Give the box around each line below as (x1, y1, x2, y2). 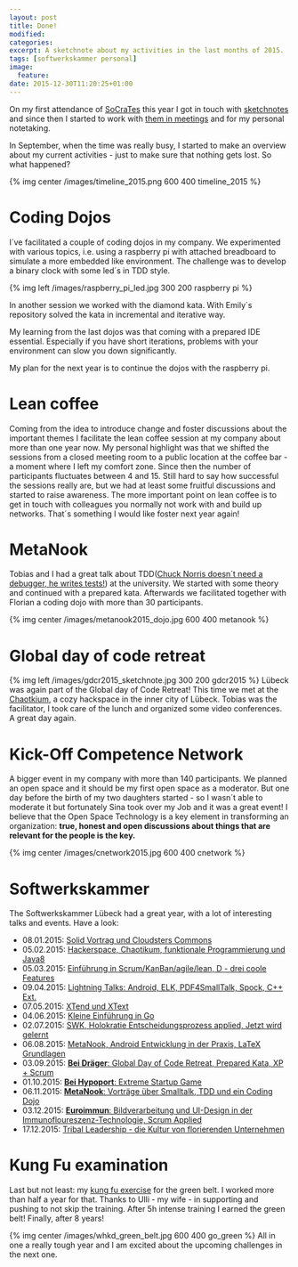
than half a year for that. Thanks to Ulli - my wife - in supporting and (9, 1194, 259, 1205)
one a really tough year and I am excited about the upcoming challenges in (9, 1239, 283, 1251)
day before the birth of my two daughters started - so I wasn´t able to (9, 792, 263, 803)
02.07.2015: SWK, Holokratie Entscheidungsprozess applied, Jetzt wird (21, 1020, 283, 1031)
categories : (9, 37, 53, 47)
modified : (9, 29, 46, 38)
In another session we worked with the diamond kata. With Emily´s (9, 299, 253, 310)
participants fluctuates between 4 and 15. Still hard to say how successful (9, 470, 279, 481)
